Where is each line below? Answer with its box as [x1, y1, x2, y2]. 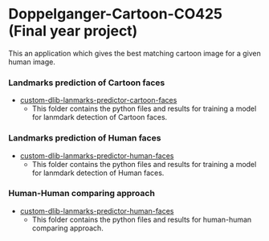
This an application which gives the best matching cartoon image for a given [8, 48, 261, 58]
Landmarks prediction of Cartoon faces [8, 77, 165, 88]
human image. [8, 57, 56, 67]
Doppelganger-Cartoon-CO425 [8, 5, 223, 23]
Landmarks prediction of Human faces [8, 133, 161, 144]
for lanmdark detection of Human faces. [31, 168, 165, 178]
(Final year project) [8, 22, 138, 40]
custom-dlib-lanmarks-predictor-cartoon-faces [19, 96, 177, 105]
